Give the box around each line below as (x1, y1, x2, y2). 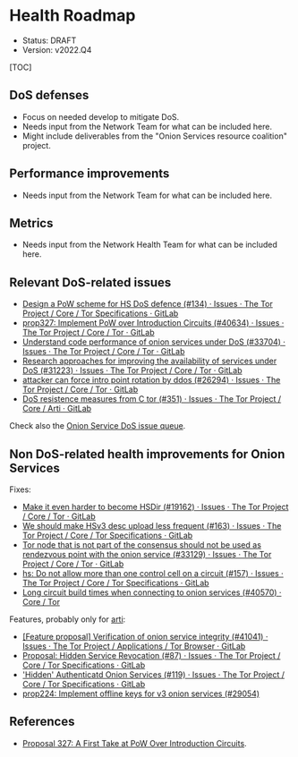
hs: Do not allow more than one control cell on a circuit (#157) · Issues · (21, 568, 284, 578)
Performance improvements (9, 166, 170, 182)
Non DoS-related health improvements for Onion (9, 447, 285, 462)
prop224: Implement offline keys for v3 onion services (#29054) (21, 688, 260, 699)
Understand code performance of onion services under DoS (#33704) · (21, 336, 286, 347)
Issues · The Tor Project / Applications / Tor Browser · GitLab (21, 641, 246, 651)
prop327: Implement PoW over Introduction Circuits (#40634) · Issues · (21, 318, 285, 328)
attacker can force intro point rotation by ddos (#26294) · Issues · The (21, 375, 281, 386)
